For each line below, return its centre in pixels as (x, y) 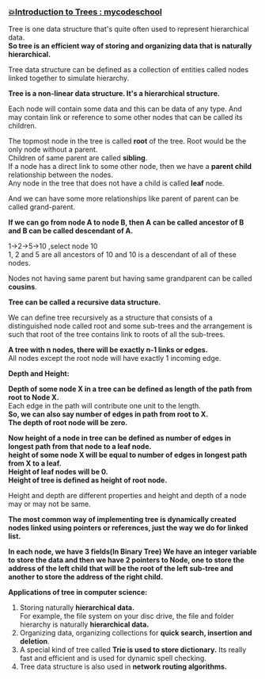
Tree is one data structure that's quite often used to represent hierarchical (129, 29)
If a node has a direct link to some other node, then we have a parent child (130, 167)
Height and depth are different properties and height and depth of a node (127, 496)
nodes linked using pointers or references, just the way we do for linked (128, 528)
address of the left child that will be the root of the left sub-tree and (121, 569)
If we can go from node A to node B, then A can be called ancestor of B (126, 222)
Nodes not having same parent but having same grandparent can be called (130, 278)
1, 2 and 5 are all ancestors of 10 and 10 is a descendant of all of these (123, 255)
